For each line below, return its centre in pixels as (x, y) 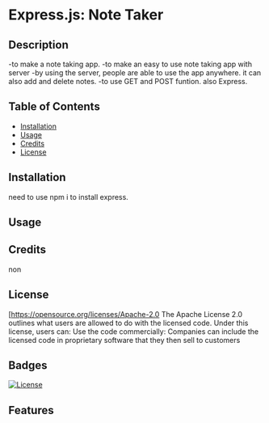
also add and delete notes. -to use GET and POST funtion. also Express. (128, 81)
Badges (28, 366)
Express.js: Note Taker (86, 15)
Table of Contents (55, 107)
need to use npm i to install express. (69, 197)
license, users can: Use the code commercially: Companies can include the (134, 331)
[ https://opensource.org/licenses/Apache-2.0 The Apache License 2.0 (126, 314)
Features (31, 410)
